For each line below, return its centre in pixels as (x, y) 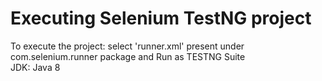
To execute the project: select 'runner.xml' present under (127, 46)
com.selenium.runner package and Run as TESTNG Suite (128, 56)
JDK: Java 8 (35, 67)
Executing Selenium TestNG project (161, 18)
